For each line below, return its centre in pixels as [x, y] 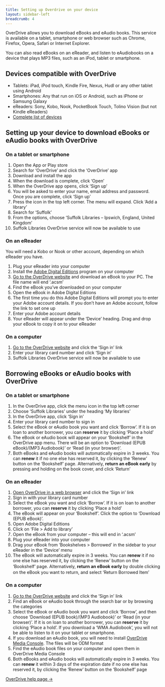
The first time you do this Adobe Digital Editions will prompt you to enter [85, 298]
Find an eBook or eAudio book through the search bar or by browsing [83, 601]
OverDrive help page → [29, 679]
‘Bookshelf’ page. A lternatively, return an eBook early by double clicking [86, 567]
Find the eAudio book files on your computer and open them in [76, 648]
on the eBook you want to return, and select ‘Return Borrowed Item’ [81, 572]
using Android [27, 91]
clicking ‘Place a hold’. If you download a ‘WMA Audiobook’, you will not [85, 627]
